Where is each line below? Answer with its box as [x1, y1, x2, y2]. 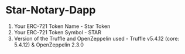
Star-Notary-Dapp [5, 3, 96, 17]
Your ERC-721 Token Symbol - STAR [13, 28, 102, 35]
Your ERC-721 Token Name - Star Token [13, 23, 111, 30]
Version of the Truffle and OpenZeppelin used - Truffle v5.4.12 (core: [13, 35, 180, 42]
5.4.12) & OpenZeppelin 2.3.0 [13, 41, 84, 48]
